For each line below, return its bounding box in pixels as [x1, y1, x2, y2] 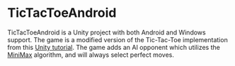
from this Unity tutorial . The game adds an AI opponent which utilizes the [7, 43, 221, 51]
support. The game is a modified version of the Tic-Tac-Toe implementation [7, 35, 228, 44]
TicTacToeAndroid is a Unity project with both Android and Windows [7, 28, 207, 37]
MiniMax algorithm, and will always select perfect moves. [7, 51, 175, 59]
